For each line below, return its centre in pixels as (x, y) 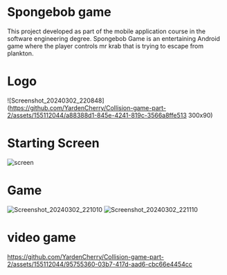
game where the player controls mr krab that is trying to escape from (106, 46)
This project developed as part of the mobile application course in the (107, 31)
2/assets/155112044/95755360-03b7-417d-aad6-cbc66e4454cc (100, 264)
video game (42, 237)
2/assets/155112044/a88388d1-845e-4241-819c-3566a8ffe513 (97, 115)
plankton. (20, 53)
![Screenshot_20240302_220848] (56, 100)
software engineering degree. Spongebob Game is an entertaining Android (113, 38)
